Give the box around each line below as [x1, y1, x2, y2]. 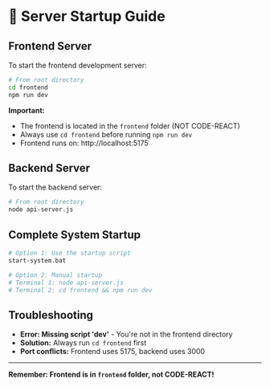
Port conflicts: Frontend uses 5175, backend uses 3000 [19, 347, 206, 356]
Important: [8, 105, 45, 115]
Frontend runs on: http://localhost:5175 [19, 138, 149, 148]
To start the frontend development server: [8, 60, 147, 70]
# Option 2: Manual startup [8, 271, 103, 279]
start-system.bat [8, 256, 67, 264]
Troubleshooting [8, 308, 94, 322]
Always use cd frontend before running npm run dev [19, 129, 193, 139]
